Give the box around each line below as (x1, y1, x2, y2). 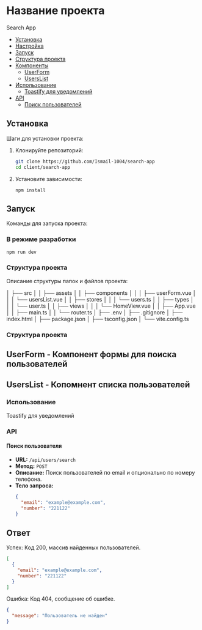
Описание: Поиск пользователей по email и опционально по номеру (15, 469, 195, 476)
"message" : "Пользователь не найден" (12, 613, 108, 619)
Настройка (15, 42, 44, 50)
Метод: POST (15, 462, 48, 470)
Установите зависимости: (15, 175, 82, 182)
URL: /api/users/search (15, 456, 76, 463)
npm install (15, 187, 46, 193)
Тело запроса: (15, 481, 54, 489)
